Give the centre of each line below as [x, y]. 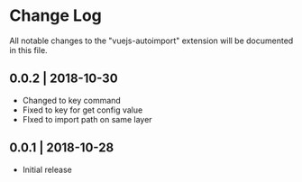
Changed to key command [72, 100]
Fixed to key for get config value [82, 110]
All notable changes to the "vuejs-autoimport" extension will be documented [151, 41]
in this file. [28, 50]
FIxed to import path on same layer [87, 119]
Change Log [55, 16]
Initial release [47, 169]
